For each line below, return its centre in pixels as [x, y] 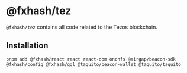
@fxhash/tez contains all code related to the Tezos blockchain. [82, 27]
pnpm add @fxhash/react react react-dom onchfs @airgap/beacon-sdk [91, 59]
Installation [27, 46]
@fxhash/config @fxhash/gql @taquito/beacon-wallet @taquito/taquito [94, 64]
